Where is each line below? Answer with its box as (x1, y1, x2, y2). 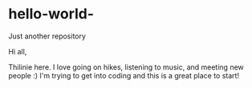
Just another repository (8, 31, 87, 41)
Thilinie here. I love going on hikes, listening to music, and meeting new (8, 62, 245, 72)
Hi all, (8, 46, 27, 56)
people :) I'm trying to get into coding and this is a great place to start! (8, 70, 239, 80)
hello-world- (8, 5, 95, 23)
